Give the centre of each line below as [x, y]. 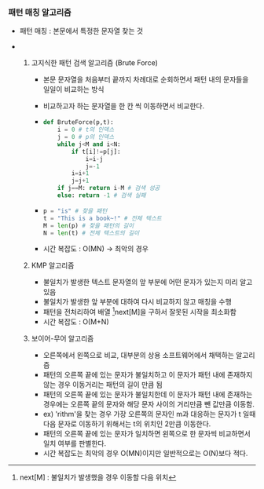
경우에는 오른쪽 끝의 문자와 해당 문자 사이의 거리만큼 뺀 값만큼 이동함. [149, 404]
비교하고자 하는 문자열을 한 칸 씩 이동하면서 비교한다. [124, 106]
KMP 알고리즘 [53, 265]
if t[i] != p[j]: [96, 151]
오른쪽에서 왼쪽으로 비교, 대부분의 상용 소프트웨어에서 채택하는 [138, 356]
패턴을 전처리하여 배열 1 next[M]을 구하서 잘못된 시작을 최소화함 [140, 312]
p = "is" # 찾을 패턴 [75, 211]
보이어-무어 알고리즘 [62, 338]
